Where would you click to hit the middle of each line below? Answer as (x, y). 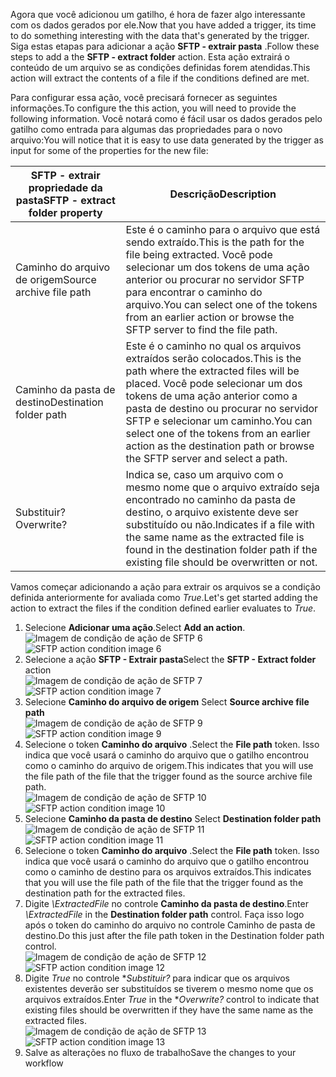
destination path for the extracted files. (105, 893)
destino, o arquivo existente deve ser (212, 512)
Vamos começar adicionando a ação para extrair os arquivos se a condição (165, 587)
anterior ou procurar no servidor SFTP (215, 279)
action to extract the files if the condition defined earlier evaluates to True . (163, 608)
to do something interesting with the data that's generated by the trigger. (160, 35)
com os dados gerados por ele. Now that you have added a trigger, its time (163, 25)
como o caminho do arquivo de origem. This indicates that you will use (169, 765)
